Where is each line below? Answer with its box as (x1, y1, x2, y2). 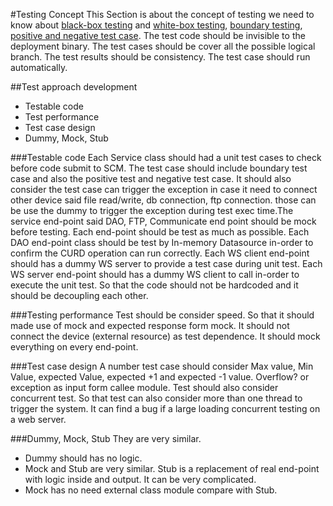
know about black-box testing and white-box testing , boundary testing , (10, 19, 303, 31)
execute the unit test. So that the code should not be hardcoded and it (10, 279, 299, 291)
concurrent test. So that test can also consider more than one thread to (10, 392, 303, 404)
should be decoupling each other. (10, 290, 149, 301)
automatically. (10, 62, 68, 73)
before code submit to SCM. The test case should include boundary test (10, 162, 308, 174)
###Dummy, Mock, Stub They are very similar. (10, 433, 202, 444)
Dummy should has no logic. (24, 452, 143, 464)
